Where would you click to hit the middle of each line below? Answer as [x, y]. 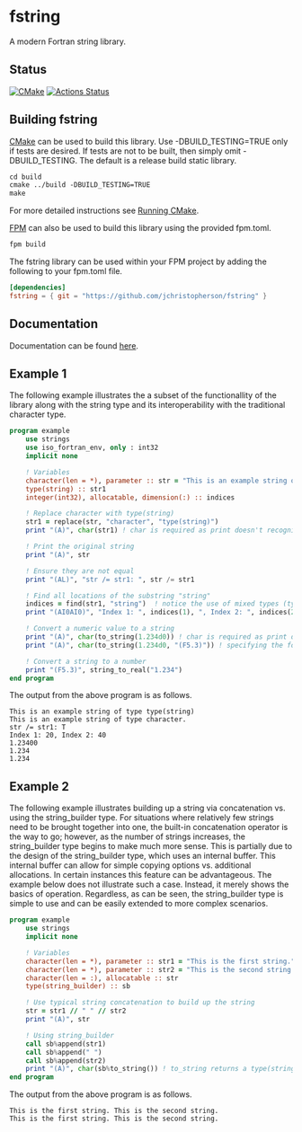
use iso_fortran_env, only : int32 [92, 448]
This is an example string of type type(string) [102, 712]
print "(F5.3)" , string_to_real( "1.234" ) [104, 670]
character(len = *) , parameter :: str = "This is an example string [156, 481]
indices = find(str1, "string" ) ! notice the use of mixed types [152, 604]
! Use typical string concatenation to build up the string [140, 1003]
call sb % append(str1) [66, 1044]
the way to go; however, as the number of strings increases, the [127, 836]
